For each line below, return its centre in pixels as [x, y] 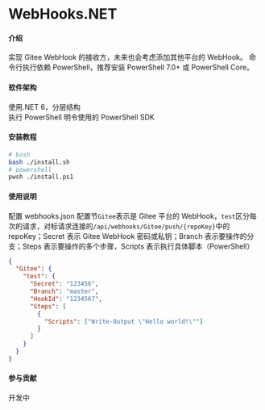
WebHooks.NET [63, 14]
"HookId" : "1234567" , [66, 299]
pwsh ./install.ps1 [41, 177]
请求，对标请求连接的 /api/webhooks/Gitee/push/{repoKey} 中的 [126, 226]
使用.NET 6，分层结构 [44, 107]
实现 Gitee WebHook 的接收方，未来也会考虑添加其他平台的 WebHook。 [128, 57]
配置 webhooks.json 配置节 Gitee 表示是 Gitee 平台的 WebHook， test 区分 [129, 215]
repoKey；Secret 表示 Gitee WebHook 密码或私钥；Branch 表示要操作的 [128, 236]
